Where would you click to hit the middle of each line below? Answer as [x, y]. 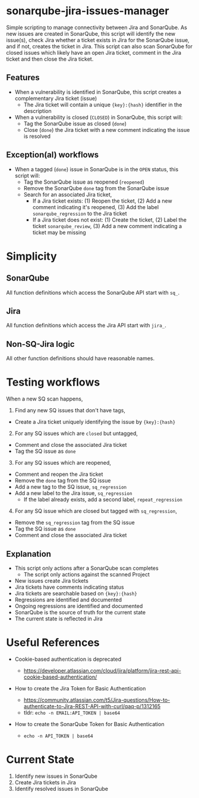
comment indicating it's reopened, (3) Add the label [96, 207]
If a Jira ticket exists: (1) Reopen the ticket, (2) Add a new [102, 201]
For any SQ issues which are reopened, [63, 463]
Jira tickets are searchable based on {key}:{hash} [76, 593]
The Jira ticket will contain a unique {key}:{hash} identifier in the [103, 105]
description [37, 111]
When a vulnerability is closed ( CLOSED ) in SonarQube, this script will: [99, 117]
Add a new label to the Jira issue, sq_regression [73, 493]
